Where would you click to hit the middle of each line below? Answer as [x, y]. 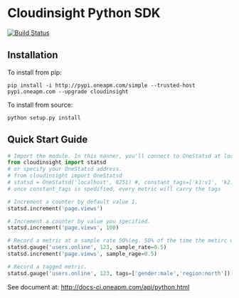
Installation [33, 55]
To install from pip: [34, 72]
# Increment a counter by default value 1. [73, 202]
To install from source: [40, 105]
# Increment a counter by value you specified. [79, 221]
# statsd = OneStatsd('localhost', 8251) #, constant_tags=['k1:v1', [113, 183]
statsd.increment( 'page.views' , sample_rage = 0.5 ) [83, 254]
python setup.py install [44, 118]
